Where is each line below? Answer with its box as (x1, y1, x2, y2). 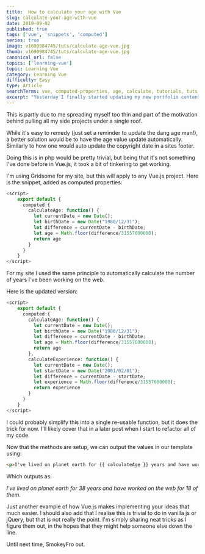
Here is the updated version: (6, 288, 78, 295)
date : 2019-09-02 (6, 20, 51, 26)
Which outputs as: (6, 472, 52, 480)
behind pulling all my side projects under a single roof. (6, 117, 142, 124)
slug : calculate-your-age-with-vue (6, 15, 97, 21)
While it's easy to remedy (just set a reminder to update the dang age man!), (6, 129, 198, 136)
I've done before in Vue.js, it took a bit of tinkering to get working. (6, 160, 171, 168)
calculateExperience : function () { (28, 356, 119, 362)
